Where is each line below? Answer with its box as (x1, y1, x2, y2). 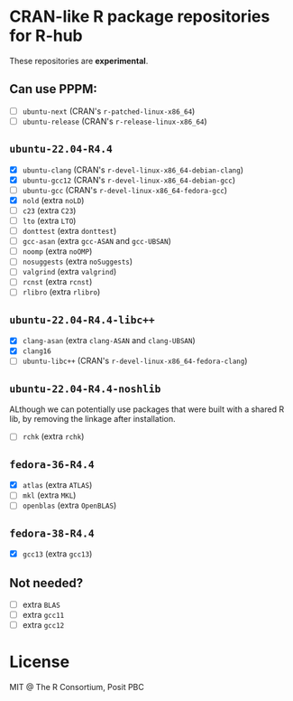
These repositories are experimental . (9, 55, 149, 66)
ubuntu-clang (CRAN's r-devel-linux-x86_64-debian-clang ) (22, 164, 244, 175)
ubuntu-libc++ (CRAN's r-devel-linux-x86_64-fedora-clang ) (22, 355, 248, 367)
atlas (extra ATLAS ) (22, 480, 93, 491)
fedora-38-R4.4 (9, 527, 95, 539)
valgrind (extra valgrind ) (22, 266, 117, 277)
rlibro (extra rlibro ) (22, 286, 101, 297)
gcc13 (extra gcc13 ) (22, 548, 93, 559)
